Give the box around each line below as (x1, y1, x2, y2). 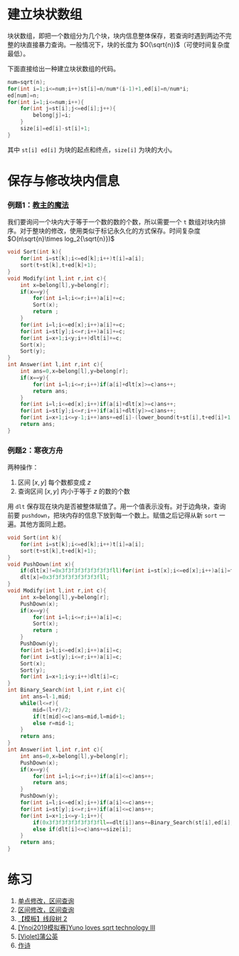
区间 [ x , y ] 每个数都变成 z (17, 478, 91, 487)
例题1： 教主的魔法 (7, 200, 69, 210)
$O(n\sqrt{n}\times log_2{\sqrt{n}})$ (7, 234, 115, 243)
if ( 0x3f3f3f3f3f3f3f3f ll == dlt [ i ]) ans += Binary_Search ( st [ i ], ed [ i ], (33, 819, 234, 826)
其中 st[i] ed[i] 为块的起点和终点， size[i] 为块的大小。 (7, 145, 176, 154)
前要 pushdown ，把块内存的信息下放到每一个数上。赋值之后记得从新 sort (7, 511, 218, 520)
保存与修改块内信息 (7, 173, 120, 189)
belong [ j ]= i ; (33, 112, 72, 119)
